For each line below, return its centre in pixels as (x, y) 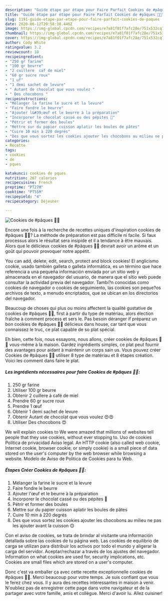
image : (12, 29)
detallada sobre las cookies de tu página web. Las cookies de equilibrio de (82, 541)
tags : (11, 150)
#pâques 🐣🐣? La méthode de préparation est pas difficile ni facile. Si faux (81, 235)
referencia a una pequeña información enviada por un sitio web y (72, 272)
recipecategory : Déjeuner (32, 201)
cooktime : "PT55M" (24, 192)
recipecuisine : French (29, 183)
